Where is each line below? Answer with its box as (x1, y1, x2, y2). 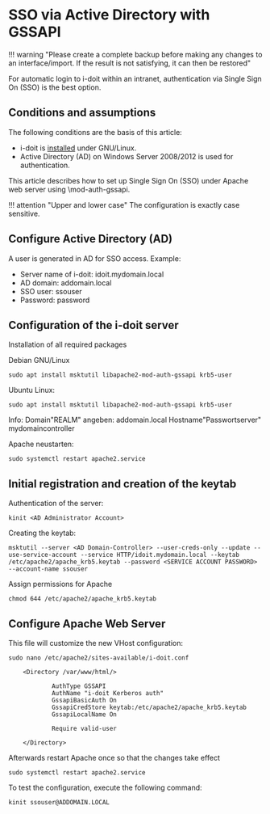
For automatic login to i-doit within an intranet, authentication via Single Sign (8, 74, 262, 83)
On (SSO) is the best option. (8, 82, 102, 92)
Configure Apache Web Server (8, 617, 166, 631)
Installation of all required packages (8, 340, 127, 349)
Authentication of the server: (8, 499, 104, 508)
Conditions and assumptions (8, 106, 156, 120)
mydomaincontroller (8, 424, 75, 433)
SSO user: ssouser (19, 286, 82, 296)
